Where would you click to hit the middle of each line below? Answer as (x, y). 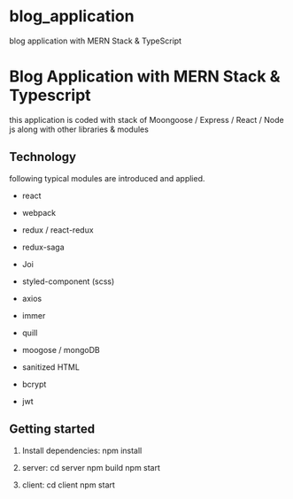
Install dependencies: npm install (82, 450)
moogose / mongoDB (61, 349)
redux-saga (43, 247)
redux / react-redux (58, 230)
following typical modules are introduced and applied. (107, 178)
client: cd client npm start (68, 485)
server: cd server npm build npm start (91, 467)
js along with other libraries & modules (79, 129)
